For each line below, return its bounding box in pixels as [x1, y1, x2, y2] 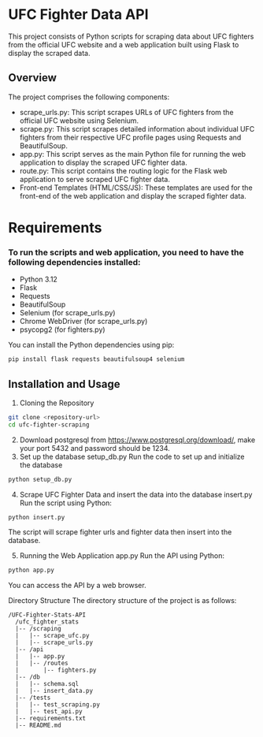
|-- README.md [15, 721, 61, 730]
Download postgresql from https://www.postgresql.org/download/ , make [19, 435, 256, 445]
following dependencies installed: [8, 256, 141, 267]
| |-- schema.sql [15, 680, 80, 688]
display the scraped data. [8, 48, 91, 58]
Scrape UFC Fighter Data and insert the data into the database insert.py [19, 489, 253, 499]
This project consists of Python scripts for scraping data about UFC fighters [8, 32, 254, 41]
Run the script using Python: [19, 498, 112, 508]
